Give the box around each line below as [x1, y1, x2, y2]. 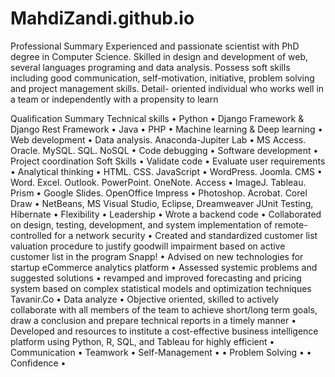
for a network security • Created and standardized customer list [54, 229, 318, 241]
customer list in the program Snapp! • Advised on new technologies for [10, 250, 304, 262]
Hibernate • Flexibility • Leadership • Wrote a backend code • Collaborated [10, 208, 322, 220]
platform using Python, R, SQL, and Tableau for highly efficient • [10, 335, 275, 347]
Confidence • [10, 357, 67, 369]
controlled [10, 229, 53, 241]
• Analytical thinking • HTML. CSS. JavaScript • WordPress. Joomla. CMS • [10, 165, 323, 177]
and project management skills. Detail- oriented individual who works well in [10, 82, 325, 94]
